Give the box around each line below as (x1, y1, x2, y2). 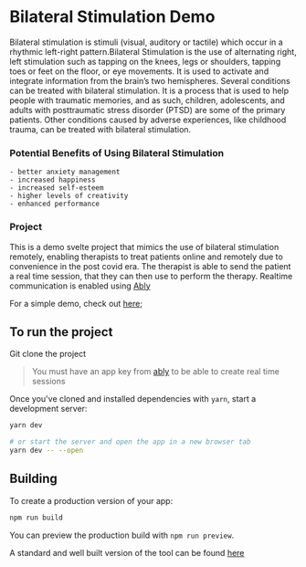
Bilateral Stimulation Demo (9, 6, 216, 27)
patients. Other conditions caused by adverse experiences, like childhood (9, 114, 287, 125)
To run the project (9, 324, 113, 340)
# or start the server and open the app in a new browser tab (9, 437, 251, 446)
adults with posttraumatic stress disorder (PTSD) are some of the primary (9, 104, 286, 115)
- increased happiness (9, 175, 96, 184)
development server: (9, 404, 88, 415)
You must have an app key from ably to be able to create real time (31, 366, 280, 377)
